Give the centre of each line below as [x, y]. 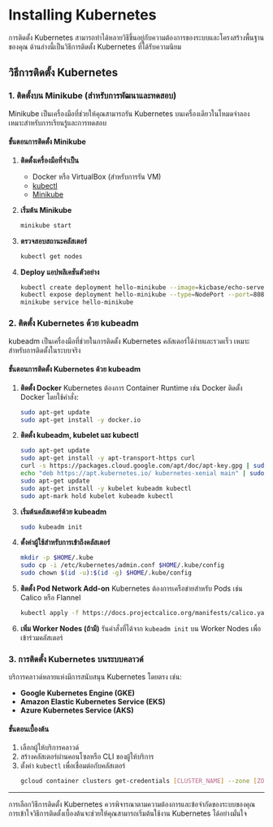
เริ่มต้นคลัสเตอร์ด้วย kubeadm [63, 511]
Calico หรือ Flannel [50, 598]
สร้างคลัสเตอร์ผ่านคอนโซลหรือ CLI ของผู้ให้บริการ [87, 756]
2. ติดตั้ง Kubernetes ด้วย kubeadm [74, 323]
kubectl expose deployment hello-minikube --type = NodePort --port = [137, 295]
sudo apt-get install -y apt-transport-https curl [108, 458]
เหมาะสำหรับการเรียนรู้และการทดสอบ [58, 123]
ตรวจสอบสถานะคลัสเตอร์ [54, 240]
